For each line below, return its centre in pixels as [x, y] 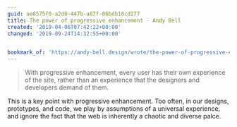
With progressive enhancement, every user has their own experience [125, 73]
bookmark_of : [26, 53]
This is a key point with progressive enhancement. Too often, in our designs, [118, 101]
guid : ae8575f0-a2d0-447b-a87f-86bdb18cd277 [74, 14]
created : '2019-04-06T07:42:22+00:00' [64, 27]
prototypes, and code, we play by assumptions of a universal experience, [114, 109]
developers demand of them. [67, 87]
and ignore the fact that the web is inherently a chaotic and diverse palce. [114, 116]
